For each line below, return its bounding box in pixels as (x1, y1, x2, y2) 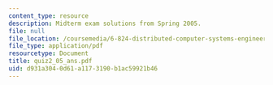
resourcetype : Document (8, 49, 89, 57)
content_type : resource (8, 11, 89, 20)
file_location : (8, 34, 60, 43)
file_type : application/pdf (8, 42, 104, 50)
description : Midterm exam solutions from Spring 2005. (8, 19, 201, 28)
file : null (8, 27, 45, 35)
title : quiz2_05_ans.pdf (8, 57, 93, 66)
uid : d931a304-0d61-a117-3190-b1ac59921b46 (8, 65, 158, 73)
